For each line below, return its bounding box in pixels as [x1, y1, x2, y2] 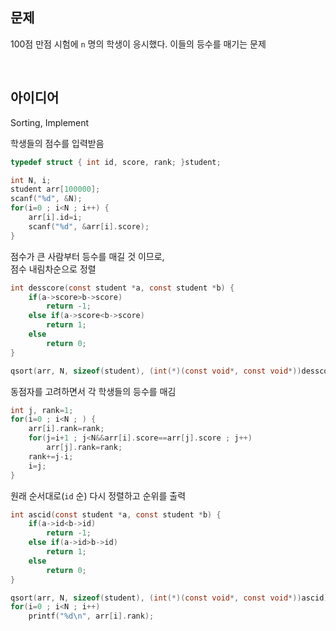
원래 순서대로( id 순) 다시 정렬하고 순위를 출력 [10, 489, 187, 502]
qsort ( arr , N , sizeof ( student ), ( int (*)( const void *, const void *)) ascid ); [10, 593, 333, 603]
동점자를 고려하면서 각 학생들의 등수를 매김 [10, 385, 177, 397]
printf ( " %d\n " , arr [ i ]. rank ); [28, 611, 155, 622]
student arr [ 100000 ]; [10, 184, 101, 195]
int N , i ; [10, 175, 52, 185]
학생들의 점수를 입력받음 [10, 137, 105, 149]
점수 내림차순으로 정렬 [10, 263, 97, 275]
